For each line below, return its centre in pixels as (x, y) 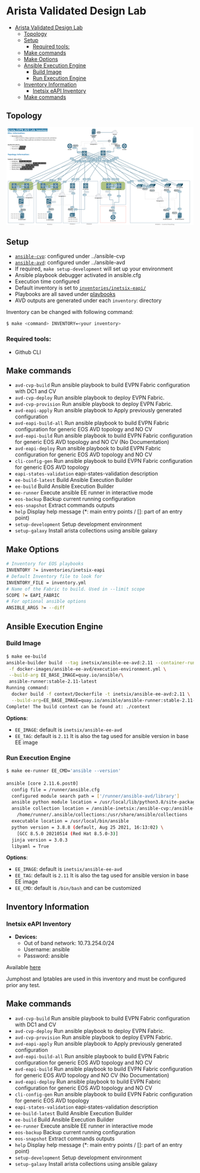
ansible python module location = (54, 802)
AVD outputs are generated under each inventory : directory (88, 301)
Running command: (28, 688)
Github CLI (28, 352)
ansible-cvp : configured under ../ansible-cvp (70, 256)
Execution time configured (47, 282)
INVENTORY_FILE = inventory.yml (46, 583)
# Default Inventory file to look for (54, 576)
